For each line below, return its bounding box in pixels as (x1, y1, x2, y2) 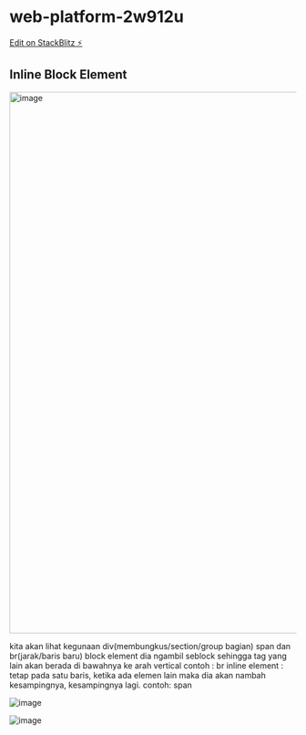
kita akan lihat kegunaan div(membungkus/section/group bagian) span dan (9, 640, 291, 651)
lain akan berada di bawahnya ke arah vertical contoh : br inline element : (9, 659, 284, 671)
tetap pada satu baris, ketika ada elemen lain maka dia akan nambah (9, 669, 266, 680)
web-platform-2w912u (9, 6, 184, 27)
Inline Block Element (9, 67, 127, 83)
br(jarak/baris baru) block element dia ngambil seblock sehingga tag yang (9, 650, 287, 661)
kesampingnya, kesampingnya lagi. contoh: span (9, 679, 193, 690)
